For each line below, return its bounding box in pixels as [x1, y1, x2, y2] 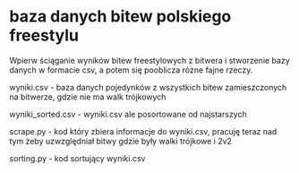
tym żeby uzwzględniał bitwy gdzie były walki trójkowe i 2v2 [9, 135, 233, 146]
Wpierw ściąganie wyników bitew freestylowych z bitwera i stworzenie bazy [9, 55, 291, 65]
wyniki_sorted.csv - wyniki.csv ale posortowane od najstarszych [9, 108, 248, 119]
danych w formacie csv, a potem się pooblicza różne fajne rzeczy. [9, 65, 253, 75]
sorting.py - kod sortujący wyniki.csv [9, 152, 146, 163]
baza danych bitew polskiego [9, 6, 232, 27]
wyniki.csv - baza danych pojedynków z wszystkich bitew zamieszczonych [9, 82, 287, 92]
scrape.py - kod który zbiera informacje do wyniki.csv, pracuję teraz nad [9, 125, 278, 136]
